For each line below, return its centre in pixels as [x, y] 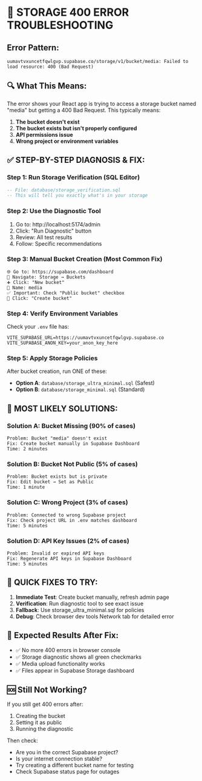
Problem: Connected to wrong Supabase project [67, 515]
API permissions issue [44, 134]
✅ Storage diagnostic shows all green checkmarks [78, 657]
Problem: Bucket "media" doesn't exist [57, 438]
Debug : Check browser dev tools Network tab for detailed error [95, 616]
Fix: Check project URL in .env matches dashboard [72, 520]
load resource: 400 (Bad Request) [50, 67]
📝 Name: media [25, 288]
